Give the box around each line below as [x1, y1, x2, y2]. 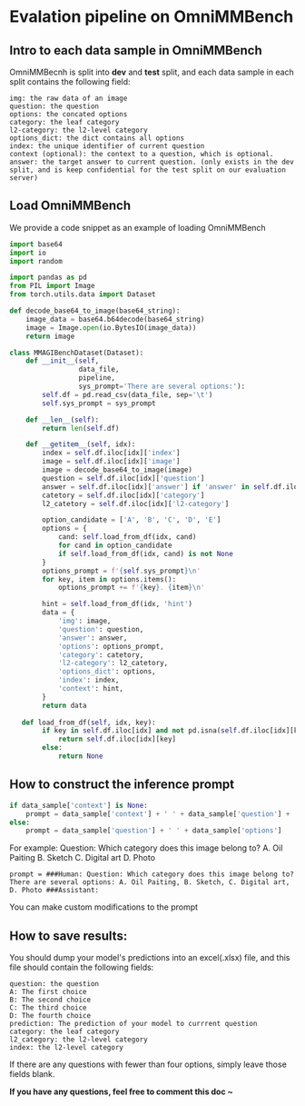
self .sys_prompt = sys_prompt [42, 398, 156, 408]
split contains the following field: [9, 76, 131, 87]
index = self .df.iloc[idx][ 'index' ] [42, 448, 181, 458]
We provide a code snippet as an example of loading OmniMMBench [9, 222, 266, 233]
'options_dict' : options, [57, 667, 156, 676]
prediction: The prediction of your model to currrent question [9, 1020, 258, 1029]
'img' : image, [57, 616, 112, 626]
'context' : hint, [57, 684, 124, 693]
